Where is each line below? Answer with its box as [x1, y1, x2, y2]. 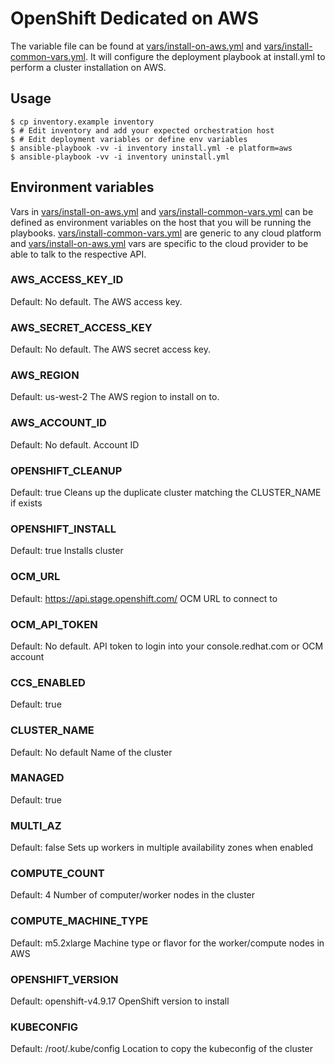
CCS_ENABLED [10, 675, 86, 689]
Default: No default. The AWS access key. [10, 295, 183, 307]
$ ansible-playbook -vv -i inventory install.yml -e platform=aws [10, 143, 293, 153]
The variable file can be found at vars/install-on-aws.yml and [10, 40, 262, 52]
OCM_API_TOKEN [10, 617, 98, 631]
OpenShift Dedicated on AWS [10, 7, 260, 30]
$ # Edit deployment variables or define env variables [10, 134, 248, 144]
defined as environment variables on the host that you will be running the [10, 216, 312, 228]
